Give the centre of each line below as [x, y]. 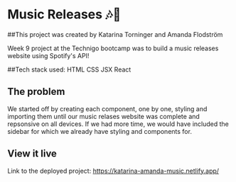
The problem [36, 92]
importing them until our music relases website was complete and [104, 116]
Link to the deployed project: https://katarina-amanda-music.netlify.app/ [113, 171]
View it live [32, 154]
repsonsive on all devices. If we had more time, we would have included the [118, 124]
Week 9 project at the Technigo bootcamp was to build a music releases [113, 48]
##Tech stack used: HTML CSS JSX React [69, 69]
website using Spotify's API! [48, 55]
